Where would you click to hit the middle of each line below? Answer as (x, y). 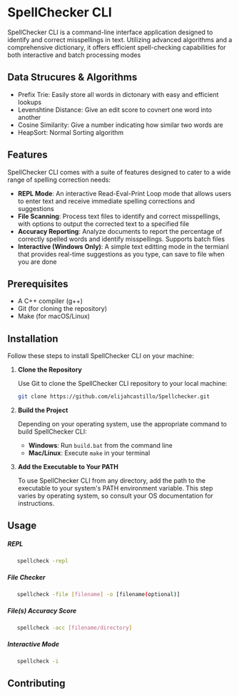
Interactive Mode (33, 644)
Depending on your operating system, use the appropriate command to (122, 424)
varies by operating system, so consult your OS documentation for (116, 496)
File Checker (26, 577)
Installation (33, 338)
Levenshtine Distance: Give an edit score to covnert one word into (115, 109)
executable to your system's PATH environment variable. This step (115, 488)
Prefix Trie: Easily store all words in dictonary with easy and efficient (118, 94)
